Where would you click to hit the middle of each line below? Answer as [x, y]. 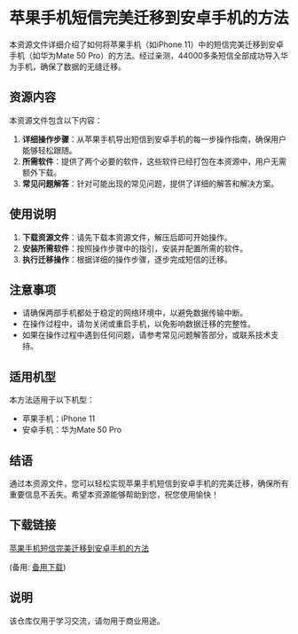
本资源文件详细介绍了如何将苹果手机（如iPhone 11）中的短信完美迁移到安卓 [146, 44]
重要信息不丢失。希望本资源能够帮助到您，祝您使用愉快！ [114, 494]
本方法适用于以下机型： [52, 400]
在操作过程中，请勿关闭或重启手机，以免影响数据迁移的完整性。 [138, 324]
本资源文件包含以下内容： [56, 120]
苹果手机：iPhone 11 [59, 419]
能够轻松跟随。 [49, 150]
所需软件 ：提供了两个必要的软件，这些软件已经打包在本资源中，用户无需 [154, 161]
